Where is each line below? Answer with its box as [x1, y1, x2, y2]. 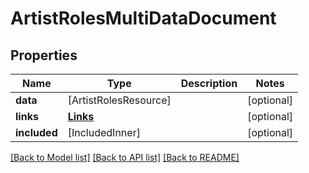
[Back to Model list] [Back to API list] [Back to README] [10, 152, 240, 163]
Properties [10, 47, 78, 64]
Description [180, 77, 238, 90]
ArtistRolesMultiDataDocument [10, 7, 277, 30]
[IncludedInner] [67, 126, 141, 139]
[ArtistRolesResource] [67, 93, 172, 107]
